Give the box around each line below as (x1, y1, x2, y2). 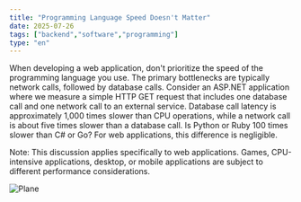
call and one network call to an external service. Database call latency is (9, 101, 277, 112)
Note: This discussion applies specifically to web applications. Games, (9, 147, 270, 158)
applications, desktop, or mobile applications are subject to (44, 156, 263, 167)
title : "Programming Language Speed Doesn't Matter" (9, 13, 211, 22)
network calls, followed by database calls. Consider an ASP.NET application (9, 82, 290, 92)
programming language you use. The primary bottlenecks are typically (9, 73, 270, 83)
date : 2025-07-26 (9, 22, 75, 31)
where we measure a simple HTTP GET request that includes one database (9, 92, 288, 102)
